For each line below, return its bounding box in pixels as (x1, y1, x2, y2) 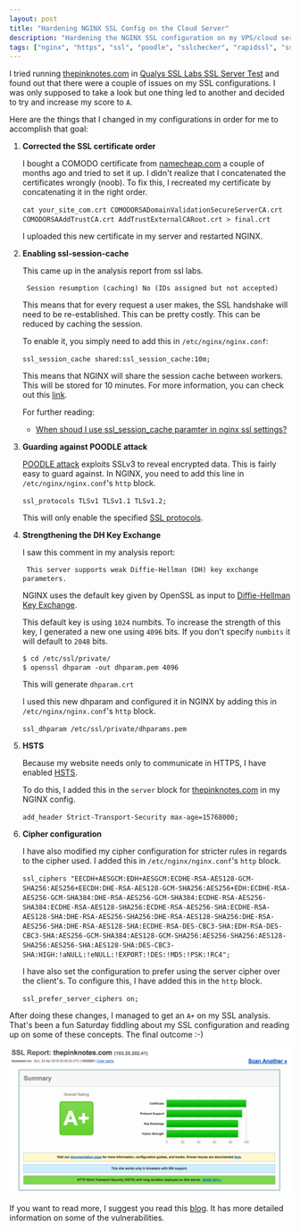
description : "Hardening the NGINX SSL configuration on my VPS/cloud (9, 33, 278, 42)
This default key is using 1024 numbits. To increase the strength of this (21, 617, 281, 628)
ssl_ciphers (21, 874, 67, 884)
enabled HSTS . (21, 767, 79, 778)
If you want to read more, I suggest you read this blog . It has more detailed (9, 1203, 284, 1214)
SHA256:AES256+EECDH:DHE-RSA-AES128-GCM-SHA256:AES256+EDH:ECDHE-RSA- (21, 884, 291, 893)
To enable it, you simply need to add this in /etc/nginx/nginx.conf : (21, 336, 269, 347)
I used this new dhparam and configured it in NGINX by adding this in (21, 696, 278, 707)
